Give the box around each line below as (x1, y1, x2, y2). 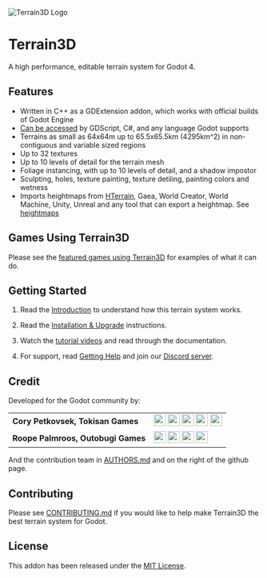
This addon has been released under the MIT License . (8, 560, 186, 570)
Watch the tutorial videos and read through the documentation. (19, 336, 228, 346)
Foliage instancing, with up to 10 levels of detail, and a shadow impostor (19, 165, 257, 175)
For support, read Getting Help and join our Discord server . (19, 351, 214, 361)
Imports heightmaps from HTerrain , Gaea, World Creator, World (19, 191, 229, 200)
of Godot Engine (19, 114, 74, 124)
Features (8, 85, 54, 99)
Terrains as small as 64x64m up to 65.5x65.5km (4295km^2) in (19, 132, 229, 141)
